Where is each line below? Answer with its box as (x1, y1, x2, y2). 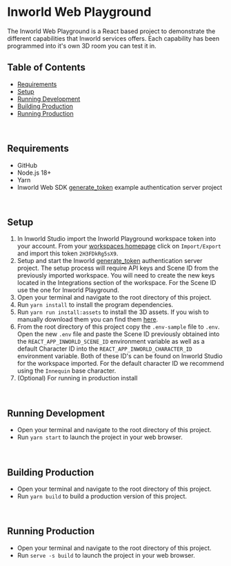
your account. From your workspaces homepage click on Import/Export (17, 242, 222, 251)
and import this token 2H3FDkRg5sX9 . (17, 249, 119, 257)
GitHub (17, 161, 38, 169)
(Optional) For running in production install (17, 374, 138, 382)
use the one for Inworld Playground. (17, 286, 119, 294)
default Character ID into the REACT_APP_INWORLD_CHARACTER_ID (17, 344, 193, 353)
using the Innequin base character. (17, 367, 117, 375)
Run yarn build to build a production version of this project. (17, 492, 188, 500)
